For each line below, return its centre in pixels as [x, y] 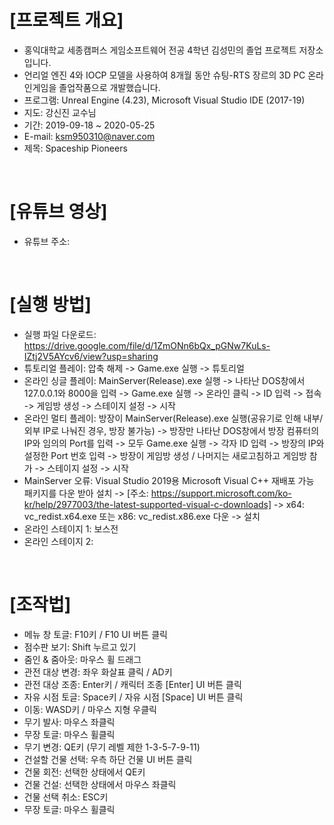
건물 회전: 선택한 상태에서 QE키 [84, 772]
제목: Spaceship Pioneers [75, 148]
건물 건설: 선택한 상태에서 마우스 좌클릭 [100, 784]
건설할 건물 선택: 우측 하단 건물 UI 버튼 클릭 [108, 759]
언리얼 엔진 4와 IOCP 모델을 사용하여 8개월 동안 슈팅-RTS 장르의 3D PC [164, 75]
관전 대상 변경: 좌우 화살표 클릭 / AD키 [98, 672]
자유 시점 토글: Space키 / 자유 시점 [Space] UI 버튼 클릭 [133, 697]
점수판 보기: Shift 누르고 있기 [80, 647]
